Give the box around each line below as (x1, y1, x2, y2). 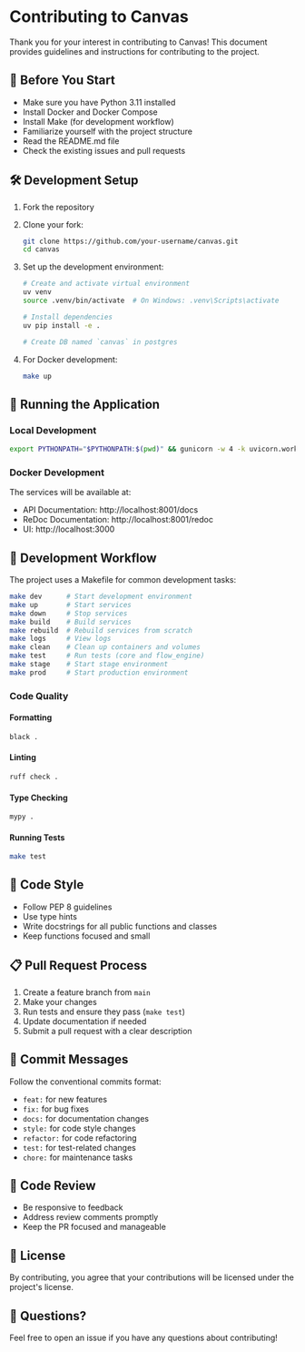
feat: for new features (22, 1093, 107, 1104)
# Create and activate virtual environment (22, 280, 191, 289)
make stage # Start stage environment (9, 660, 169, 669)
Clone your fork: (22, 219, 84, 229)
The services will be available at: (9, 487, 132, 498)
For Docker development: (22, 353, 118, 365)
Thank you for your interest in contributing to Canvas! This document (9, 36, 268, 47)
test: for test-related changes (22, 1142, 136, 1153)
